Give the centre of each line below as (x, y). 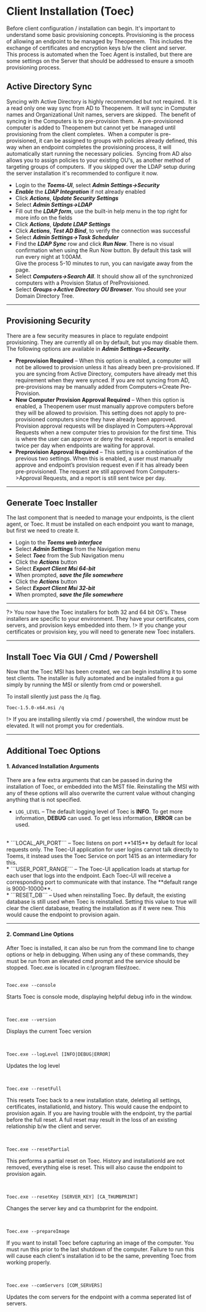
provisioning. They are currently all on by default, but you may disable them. (102, 342)
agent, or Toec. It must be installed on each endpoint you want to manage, (100, 524)
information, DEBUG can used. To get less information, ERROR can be (103, 818)
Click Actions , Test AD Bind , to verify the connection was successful (103, 231)
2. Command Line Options (40, 934)
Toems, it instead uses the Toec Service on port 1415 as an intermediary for (101, 856)
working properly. (29, 1262)
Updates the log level (33, 1065)
